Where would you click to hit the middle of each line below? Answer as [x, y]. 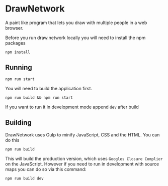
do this [12, 140]
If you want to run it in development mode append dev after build [72, 107]
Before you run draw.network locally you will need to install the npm [75, 38]
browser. [14, 28]
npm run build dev [24, 178]
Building [18, 123]
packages [16, 43]
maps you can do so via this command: [46, 169]
